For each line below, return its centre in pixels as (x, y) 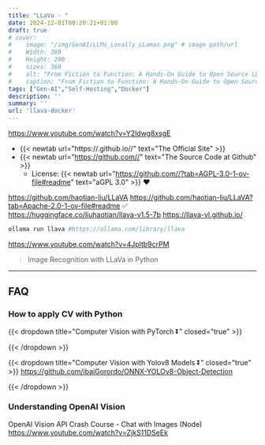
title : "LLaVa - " (38, 15)
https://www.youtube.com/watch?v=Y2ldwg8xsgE (90, 133)
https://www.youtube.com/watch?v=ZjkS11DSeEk (88, 432)
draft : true (28, 30)
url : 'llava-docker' (42, 111)
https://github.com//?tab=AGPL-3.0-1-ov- (183, 174)
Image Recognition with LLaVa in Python (93, 259)
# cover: (22, 37)
